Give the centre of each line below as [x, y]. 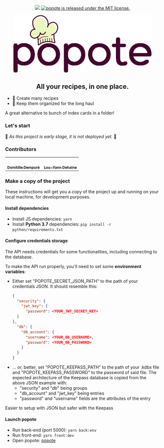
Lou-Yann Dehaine [60, 167]
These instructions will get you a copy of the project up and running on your [82, 192]
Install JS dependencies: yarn [42, 219]
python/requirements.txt [38, 230]
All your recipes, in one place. [82, 87]
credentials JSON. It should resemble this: [55, 286]
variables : [15, 272]
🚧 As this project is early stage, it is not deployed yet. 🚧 [61, 136]
